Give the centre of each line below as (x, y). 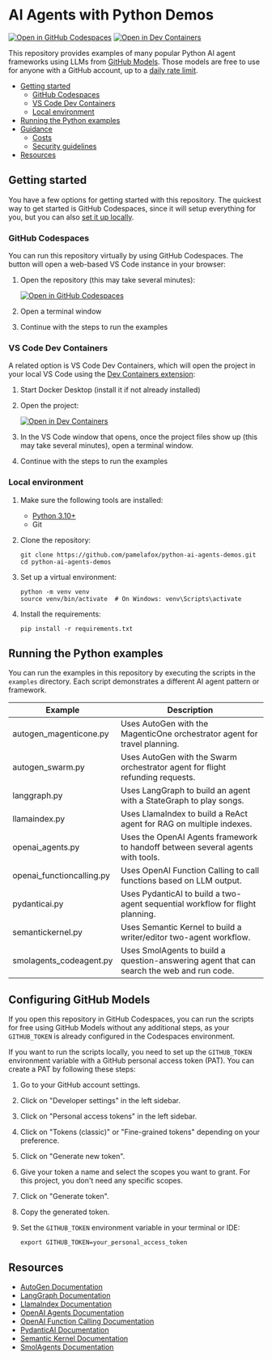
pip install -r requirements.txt (76, 629)
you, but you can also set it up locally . (71, 217)
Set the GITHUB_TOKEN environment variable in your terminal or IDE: (130, 1228)
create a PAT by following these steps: (72, 1069)
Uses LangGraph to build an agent (185, 791)
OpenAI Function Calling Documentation (87, 1321)
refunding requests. (158, 778)
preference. (40, 1140)
